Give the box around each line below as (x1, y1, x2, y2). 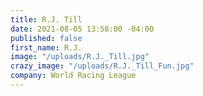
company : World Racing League (10, 71, 137, 81)
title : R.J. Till (10, 14, 83, 25)
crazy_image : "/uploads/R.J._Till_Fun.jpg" (10, 61, 195, 71)
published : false (10, 33, 83, 43)
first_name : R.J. (10, 42, 83, 53)
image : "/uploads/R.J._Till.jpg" (10, 52, 150, 62)
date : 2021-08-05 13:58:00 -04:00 (10, 24, 155, 34)
